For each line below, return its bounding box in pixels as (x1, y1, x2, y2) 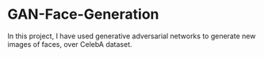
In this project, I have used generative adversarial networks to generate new (7, 31, 256, 41)
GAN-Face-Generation (7, 5, 159, 23)
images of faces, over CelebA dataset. (7, 39, 132, 48)
